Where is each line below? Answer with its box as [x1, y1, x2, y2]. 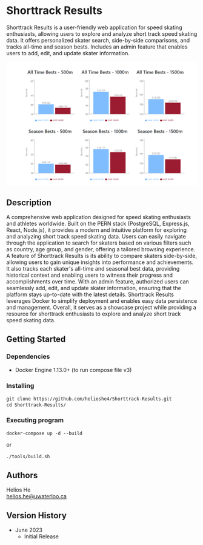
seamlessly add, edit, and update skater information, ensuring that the [6, 285, 182, 292]
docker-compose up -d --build [6, 430, 83, 437]
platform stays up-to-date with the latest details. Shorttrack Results [6, 291, 175, 298]
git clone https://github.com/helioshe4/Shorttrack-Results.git [6, 396, 172, 402]
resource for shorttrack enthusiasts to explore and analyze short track [6, 310, 181, 317]
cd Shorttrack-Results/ [6, 402, 67, 408]
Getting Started [6, 334, 66, 345]
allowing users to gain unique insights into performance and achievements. [6, 259, 194, 266]
